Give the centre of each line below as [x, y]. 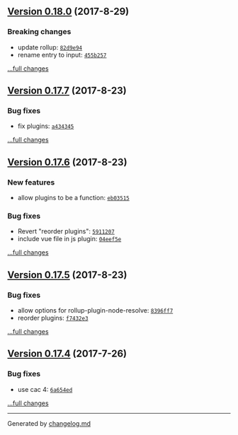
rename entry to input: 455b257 [62, 54]
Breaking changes [39, 32]
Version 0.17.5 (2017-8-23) [67, 275]
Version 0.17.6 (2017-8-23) [67, 162]
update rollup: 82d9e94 [50, 47]
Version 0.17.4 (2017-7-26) [67, 354]
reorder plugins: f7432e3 [53, 318]
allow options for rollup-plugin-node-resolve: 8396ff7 [95, 311]
